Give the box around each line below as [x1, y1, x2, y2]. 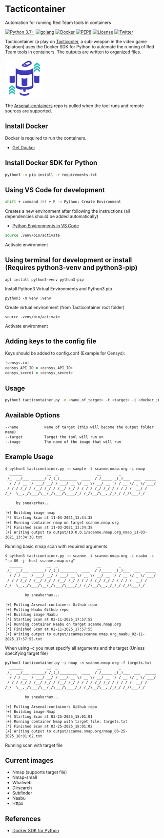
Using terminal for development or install [5, 256, 132, 265]
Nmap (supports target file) [12, 769, 67, 775]
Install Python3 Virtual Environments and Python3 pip [5, 286, 112, 291]
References [5, 815, 41, 823]
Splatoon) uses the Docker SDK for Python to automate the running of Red [5, 44, 155, 49]
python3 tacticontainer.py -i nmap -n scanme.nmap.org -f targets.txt [5, 660, 152, 665]
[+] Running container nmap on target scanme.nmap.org [5, 520, 119, 525]
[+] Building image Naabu [5, 612, 58, 617]
